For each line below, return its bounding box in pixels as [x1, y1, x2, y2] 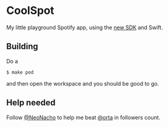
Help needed [6, 98, 56, 108]
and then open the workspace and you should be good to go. [6, 80, 160, 87]
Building [6, 41, 38, 52]
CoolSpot [6, 4, 55, 18]
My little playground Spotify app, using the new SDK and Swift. [6, 24, 163, 31]
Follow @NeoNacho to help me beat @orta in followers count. [6, 114, 161, 121]
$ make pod [6, 69, 34, 75]
